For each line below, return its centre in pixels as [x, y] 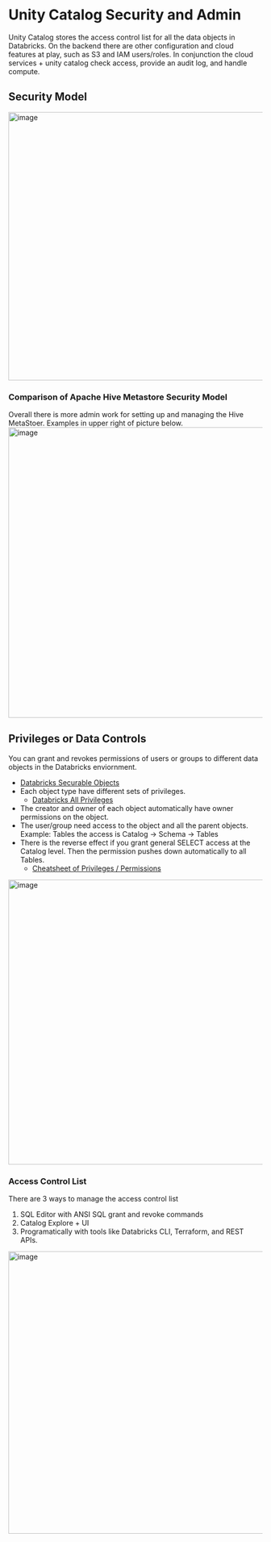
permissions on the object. [64, 817]
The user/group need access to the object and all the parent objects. [134, 825]
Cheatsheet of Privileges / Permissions [96, 868]
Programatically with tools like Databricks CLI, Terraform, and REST [132, 1231]
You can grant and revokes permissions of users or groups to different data [133, 758]
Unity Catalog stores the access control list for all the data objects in [122, 37]
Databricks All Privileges [73, 800]
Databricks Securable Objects [69, 782]
